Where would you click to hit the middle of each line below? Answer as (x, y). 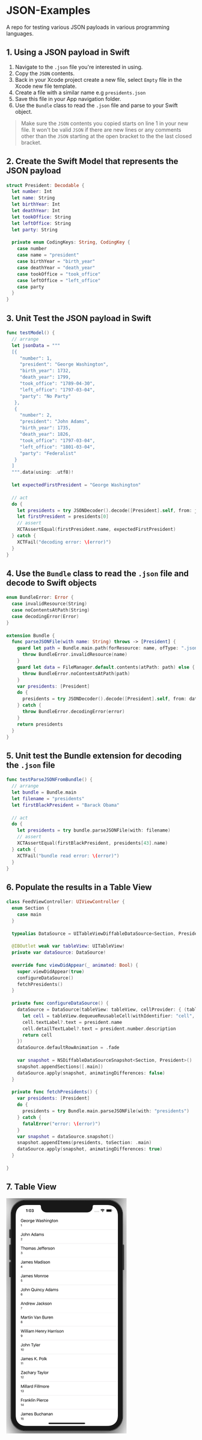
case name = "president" (48, 255)
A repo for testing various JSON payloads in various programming (88, 27)
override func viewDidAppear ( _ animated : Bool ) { (75, 965)
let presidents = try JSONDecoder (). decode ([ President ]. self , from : (105, 510)
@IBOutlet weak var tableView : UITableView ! (68, 946)
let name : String (33, 198)
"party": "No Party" (45, 396)
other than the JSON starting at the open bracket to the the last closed (106, 136)
